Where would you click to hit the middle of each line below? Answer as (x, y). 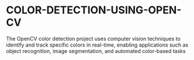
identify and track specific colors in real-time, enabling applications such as (97, 45)
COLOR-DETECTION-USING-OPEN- (94, 10)
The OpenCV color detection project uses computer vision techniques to (93, 38)
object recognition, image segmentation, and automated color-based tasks (96, 51)
